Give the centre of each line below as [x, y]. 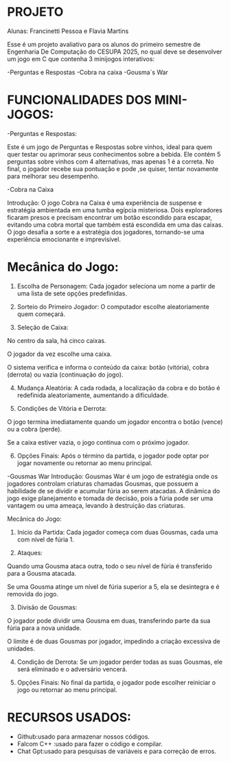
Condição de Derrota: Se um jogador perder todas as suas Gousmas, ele [120, 662]
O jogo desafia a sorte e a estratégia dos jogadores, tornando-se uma [106, 232]
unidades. [21, 648]
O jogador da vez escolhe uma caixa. [59, 354]
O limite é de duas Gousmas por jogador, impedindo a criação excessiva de [114, 641]
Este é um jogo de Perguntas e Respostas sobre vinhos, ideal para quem [110, 147]
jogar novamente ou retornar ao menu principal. [85, 463]
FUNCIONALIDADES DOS [80, 100]
